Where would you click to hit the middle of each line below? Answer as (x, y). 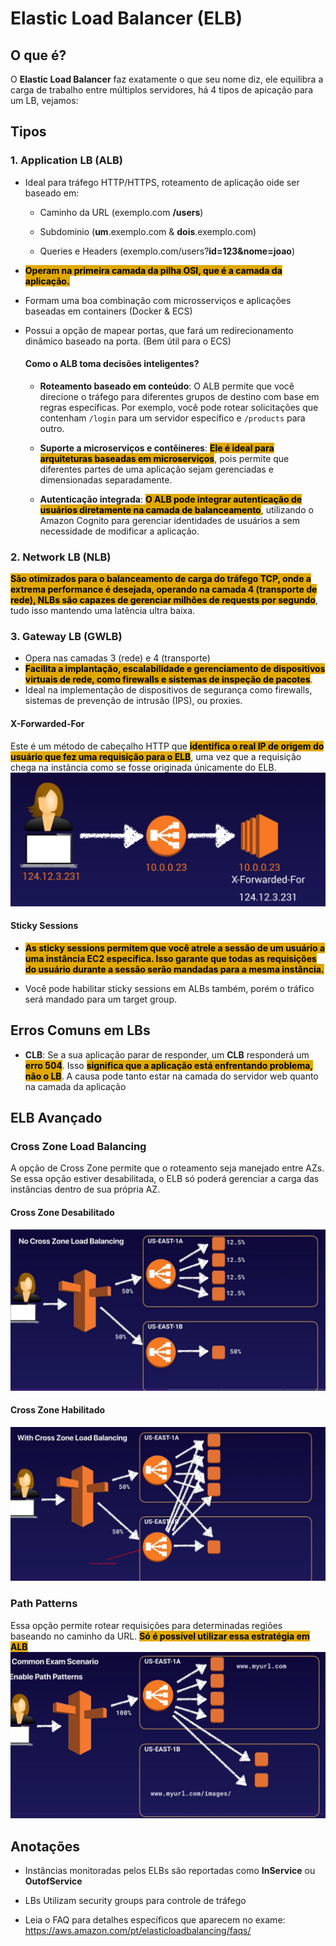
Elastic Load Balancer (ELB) (126, 18)
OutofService (53, 1881)
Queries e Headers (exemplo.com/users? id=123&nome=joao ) (167, 251)
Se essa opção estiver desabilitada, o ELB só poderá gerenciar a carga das (165, 1179)
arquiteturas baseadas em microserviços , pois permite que (164, 458)
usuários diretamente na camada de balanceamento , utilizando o (176, 509)
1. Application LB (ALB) (66, 160)
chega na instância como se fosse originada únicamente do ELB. (143, 767)
